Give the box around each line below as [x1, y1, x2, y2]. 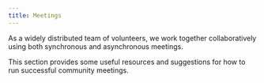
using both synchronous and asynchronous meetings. [8, 41, 183, 51]
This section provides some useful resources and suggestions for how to [8, 57, 246, 66]
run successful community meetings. [8, 65, 129, 75]
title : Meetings [8, 11, 62, 20]
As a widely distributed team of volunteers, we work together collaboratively [8, 33, 257, 43]
